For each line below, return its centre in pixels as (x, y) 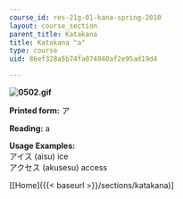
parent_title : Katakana (54, 34)
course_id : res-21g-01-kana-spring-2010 (86, 17)
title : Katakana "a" (48, 42)
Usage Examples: (42, 145)
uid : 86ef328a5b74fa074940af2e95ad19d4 (83, 59)
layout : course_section (54, 26)
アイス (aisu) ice (39, 156)
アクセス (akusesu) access (58, 167)
